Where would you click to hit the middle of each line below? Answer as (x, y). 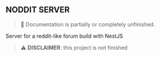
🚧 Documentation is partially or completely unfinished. (88, 24)
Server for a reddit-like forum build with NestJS (64, 36)
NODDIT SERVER (38, 10)
